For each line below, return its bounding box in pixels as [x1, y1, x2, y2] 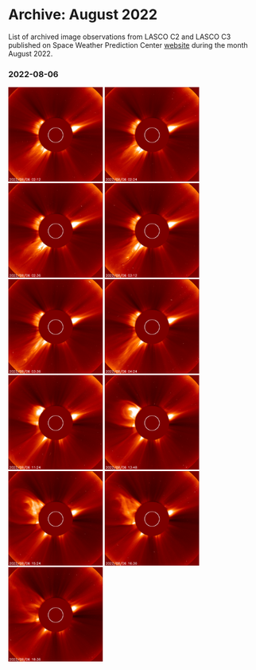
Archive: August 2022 [8, 6, 157, 24]
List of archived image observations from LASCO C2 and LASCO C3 [8, 32, 231, 41]
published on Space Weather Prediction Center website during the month [8, 40, 248, 49]
